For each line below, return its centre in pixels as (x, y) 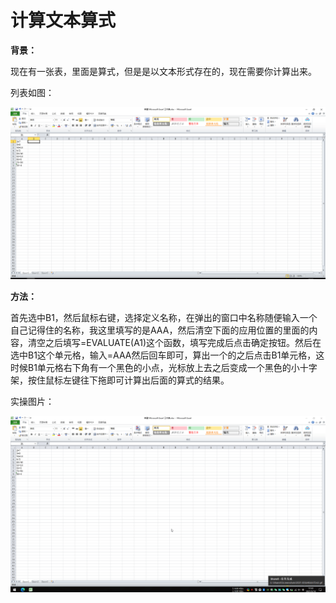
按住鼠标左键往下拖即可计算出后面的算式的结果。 (128, 380)
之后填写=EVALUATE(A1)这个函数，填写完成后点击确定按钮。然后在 (183, 342)
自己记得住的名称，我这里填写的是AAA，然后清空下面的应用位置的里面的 (160, 330)
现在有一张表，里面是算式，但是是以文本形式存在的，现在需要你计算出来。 (163, 71)
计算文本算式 (63, 20)
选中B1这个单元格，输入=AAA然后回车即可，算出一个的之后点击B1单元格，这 (167, 355)
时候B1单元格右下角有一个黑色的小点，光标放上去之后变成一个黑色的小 (155, 367)
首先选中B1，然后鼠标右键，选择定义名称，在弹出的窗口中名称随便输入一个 (164, 317)
